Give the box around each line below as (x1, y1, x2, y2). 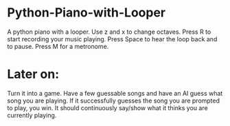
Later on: (7, 67, 60, 82)
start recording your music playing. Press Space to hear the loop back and (7, 34, 218, 43)
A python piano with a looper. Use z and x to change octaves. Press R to (7, 28, 211, 36)
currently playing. (7, 111, 57, 119)
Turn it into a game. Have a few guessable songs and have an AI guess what (7, 89, 223, 97)
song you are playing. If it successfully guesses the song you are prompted (7, 96, 220, 105)
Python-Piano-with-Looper (7, 5, 166, 21)
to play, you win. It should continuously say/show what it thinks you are (7, 103, 208, 112)
